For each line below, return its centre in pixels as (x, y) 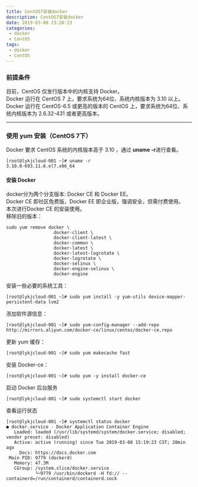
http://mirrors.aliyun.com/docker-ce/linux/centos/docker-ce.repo (89, 330)
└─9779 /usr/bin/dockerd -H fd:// (77, 473)
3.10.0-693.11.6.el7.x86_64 (41, 166)
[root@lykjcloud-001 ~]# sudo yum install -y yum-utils (76, 297)
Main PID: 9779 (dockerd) (40, 458)
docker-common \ (73, 243)
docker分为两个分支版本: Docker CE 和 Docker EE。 (69, 194)
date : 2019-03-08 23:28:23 (39, 22)
